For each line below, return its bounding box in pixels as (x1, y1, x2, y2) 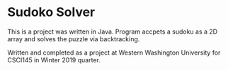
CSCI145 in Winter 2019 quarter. (7, 55, 101, 64)
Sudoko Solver (7, 4, 96, 20)
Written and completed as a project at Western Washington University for (7, 48, 221, 57)
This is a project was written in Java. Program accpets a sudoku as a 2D (7, 27, 218, 36)
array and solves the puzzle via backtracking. (7, 34, 140, 43)
